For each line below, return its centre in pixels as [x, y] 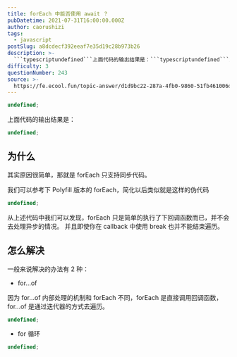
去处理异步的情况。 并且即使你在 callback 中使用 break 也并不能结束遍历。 [116, 226]
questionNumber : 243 [38, 73]
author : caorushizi [36, 27]
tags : [15, 33]
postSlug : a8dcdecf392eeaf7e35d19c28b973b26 [74, 46]
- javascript [33, 40]
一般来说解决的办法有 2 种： [48, 269]
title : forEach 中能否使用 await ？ [58, 14]
